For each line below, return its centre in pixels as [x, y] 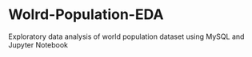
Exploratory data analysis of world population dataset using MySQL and [126, 36]
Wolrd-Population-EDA [86, 15]
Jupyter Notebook [38, 44]
